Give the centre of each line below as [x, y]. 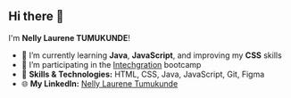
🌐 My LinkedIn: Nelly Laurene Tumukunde [100, 83]
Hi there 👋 [36, 16]
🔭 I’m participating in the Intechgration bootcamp [111, 64]
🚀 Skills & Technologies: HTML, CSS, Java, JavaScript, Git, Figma [143, 74]
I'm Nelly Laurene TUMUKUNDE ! [70, 37]
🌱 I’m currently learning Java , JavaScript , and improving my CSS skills [151, 55]
